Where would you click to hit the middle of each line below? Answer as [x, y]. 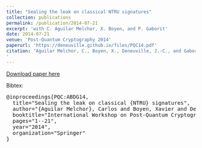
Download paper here [33, 73]
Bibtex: [15, 85]
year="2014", [32, 127]
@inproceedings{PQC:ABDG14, [47, 97]
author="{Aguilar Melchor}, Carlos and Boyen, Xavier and [100, 109]
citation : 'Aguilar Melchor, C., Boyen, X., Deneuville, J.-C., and [94, 51]
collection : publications [38, 17]
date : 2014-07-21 [28, 34]
